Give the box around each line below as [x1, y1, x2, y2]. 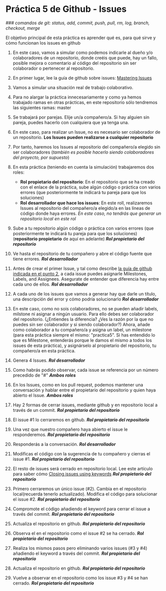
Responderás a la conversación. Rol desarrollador [12, 441, 116, 447]
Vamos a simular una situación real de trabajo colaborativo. [12, 84, 133, 90]
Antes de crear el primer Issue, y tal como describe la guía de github [12, 265, 153, 271]
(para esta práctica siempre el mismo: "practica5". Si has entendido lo [12, 332, 155, 338]
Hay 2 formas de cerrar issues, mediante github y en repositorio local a [12, 402, 158, 408]
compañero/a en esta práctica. [12, 347, 76, 353]
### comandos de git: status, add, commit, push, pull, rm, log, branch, [5, 20, 150, 26]
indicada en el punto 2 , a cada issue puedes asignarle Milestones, [12, 271, 147, 277]
